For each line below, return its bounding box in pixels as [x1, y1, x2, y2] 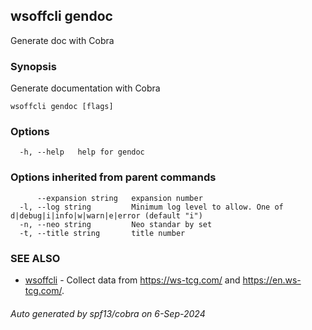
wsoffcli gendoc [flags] [10, 102, 114, 112]
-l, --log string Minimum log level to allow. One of [19, 202, 284, 212]
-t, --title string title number [19, 228, 186, 238]
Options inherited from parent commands [10, 170, 217, 184]
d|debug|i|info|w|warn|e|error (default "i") [10, 210, 203, 221]
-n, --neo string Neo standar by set [19, 219, 213, 229]
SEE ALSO [10, 251, 61, 265]
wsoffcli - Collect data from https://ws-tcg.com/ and [24, 274, 241, 286]
